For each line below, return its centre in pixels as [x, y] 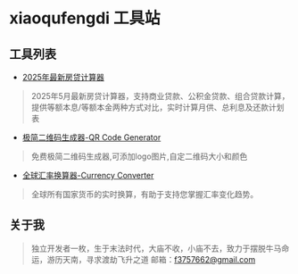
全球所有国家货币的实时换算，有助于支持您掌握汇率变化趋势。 [145, 194]
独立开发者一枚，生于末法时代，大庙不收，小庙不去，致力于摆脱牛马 [156, 248]
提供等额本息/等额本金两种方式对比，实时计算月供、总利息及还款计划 [157, 107]
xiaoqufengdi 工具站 [85, 18]
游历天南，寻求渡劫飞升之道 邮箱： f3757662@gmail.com [151, 259]
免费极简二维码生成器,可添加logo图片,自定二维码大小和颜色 [139, 156]
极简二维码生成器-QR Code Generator [91, 137]
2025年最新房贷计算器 [63, 77]
